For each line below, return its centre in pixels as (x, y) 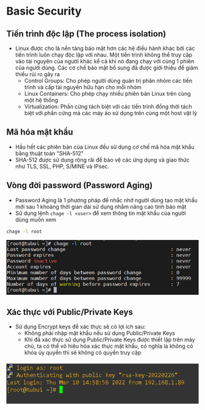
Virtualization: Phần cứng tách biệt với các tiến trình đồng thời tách (108, 107)
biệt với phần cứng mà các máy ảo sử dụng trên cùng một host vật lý (110, 113)
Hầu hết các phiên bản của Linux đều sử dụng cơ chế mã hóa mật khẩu (105, 147)
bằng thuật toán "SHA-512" (49, 153)
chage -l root (24, 232)
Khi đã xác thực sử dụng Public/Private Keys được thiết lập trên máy (110, 340)
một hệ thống (41, 100)
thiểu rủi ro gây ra (37, 74)
